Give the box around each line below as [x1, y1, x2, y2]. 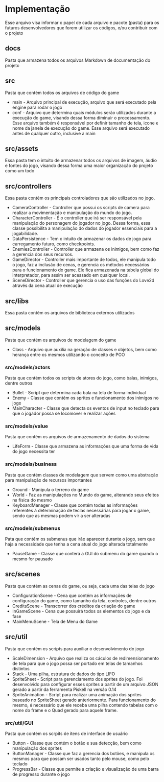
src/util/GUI [5, 719, 33, 726]
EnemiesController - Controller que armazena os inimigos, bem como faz [12, 246, 160, 252]
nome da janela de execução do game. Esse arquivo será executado [12, 125, 150, 131]
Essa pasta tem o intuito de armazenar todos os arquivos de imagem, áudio [5, 158, 157, 164]
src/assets [5, 144, 38, 153]
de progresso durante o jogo [12, 771, 70, 777]
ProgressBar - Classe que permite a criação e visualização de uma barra [12, 766, 159, 772]
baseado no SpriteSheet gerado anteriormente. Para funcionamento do [12, 697, 156, 703]
